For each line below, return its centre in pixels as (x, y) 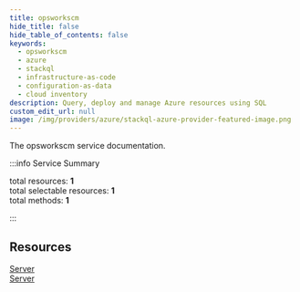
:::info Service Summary (55, 163)
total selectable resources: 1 (62, 191)
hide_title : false (44, 26)
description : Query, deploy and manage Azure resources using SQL (138, 103)
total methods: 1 (40, 201)
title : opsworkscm (44, 18)
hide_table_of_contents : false (69, 35)
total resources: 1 (42, 181)
